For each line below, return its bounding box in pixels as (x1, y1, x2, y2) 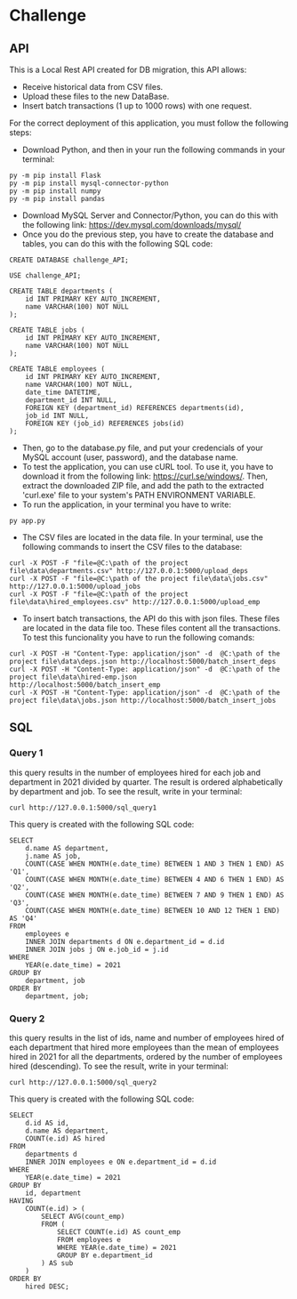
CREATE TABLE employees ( (9, 365, 105, 374)
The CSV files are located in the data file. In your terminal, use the (21, 532, 264, 543)
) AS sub (41, 1258, 74, 1268)
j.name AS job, (25, 851, 82, 860)
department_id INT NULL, (25, 396, 117, 405)
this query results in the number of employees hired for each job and (9, 767, 261, 778)
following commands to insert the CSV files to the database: (21, 542, 243, 552)
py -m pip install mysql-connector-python (9, 179, 169, 188)
